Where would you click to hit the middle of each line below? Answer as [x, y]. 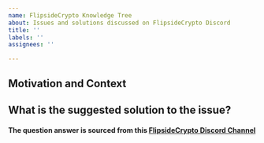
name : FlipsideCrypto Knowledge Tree [70, 15]
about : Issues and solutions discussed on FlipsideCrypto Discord [119, 23]
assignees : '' [32, 45]
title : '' [24, 30]
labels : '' [26, 37]
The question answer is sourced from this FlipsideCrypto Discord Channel [132, 130]
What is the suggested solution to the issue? [120, 110]
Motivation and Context [67, 83]
